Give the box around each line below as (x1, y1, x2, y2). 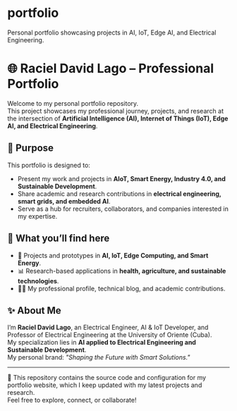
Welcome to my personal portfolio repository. (7, 99, 139, 107)
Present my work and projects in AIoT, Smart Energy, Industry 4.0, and (17, 174, 226, 183)
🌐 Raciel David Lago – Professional (7, 61, 214, 77)
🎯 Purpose (7, 142, 54, 154)
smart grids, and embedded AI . (17, 197, 111, 205)
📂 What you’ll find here (7, 233, 110, 245)
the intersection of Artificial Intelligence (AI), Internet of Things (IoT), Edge (7, 114, 229, 123)
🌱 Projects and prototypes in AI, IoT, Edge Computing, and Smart (17, 251, 209, 259)
